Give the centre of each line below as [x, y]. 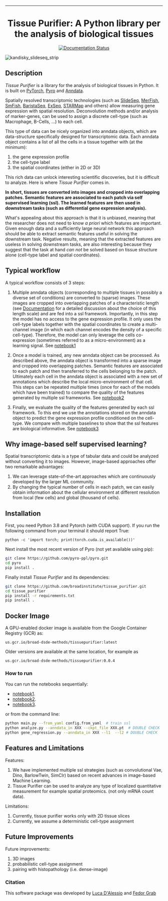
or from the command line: [32, 714]
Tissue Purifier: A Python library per [84, 23]
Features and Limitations [44, 748]
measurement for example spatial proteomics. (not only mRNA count [83, 791]
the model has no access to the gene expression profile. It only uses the [86, 319]
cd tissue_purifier [25, 591]
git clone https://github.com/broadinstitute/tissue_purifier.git [76, 586]
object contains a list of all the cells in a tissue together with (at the [74, 142]
